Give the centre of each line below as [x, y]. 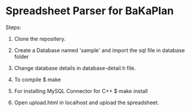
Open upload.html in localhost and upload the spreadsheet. [87, 103]
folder [21, 56]
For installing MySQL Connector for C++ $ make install [81, 91]
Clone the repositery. [40, 39]
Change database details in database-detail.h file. [75, 68]
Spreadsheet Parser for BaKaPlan [90, 11]
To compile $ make [37, 79]
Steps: [13, 27]
